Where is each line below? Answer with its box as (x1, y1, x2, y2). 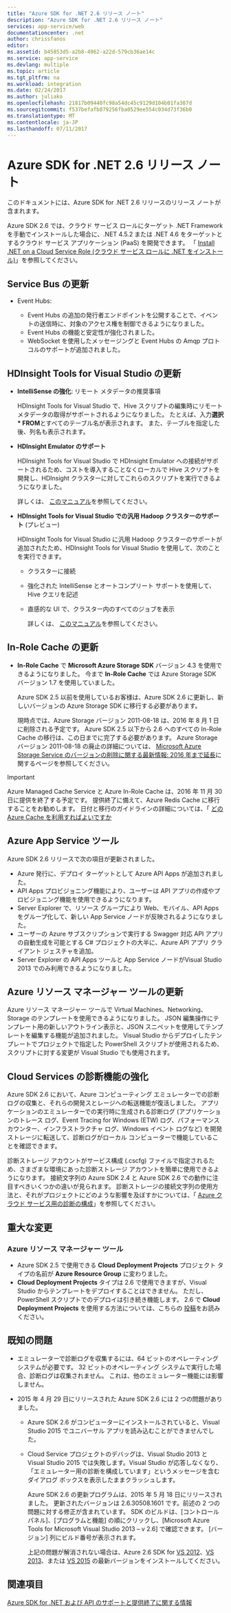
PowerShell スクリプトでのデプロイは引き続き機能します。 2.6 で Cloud (16, 1295, 221, 1303)
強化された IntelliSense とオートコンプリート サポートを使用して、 (27, 581, 215, 589)
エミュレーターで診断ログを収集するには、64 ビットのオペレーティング (16, 1354, 219, 1362)
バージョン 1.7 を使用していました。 (16, 678, 119, 686)
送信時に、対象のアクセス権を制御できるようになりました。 (39, 319, 208, 328)
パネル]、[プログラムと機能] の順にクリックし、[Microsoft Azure (27, 1516, 210, 1524)
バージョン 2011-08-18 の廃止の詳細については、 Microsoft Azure (16, 741, 201, 750)
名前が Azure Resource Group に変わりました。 (35, 1269, 172, 1278)
